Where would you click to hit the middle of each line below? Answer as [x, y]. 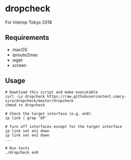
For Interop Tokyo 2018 [29, 22]
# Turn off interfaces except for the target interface [64, 127]
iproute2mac [25, 55]
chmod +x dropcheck [25, 105]
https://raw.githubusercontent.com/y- [87, 96]
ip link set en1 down [27, 131]
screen [19, 65]
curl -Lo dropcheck [25, 96]
